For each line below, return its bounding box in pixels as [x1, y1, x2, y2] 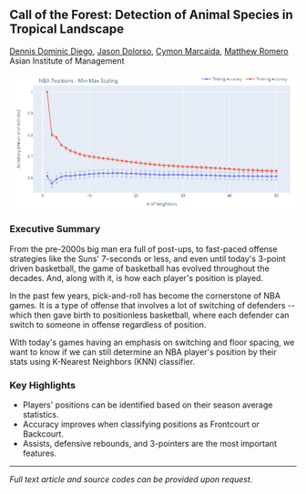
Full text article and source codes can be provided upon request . [9, 474, 253, 485]
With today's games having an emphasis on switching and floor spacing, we [9, 337, 295, 348]
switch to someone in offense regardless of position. [9, 318, 207, 330]
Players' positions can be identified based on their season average [22, 399, 273, 410]
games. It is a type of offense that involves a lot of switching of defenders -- [9, 299, 296, 310]
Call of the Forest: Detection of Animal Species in [9, 7, 293, 23]
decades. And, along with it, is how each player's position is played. [9, 272, 264, 283]
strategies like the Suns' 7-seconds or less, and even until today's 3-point [9, 253, 286, 264]
